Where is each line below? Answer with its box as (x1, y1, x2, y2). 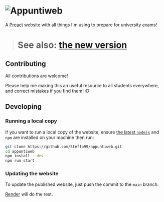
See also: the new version (17, 39, 127, 51)
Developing (5, 102, 42, 111)
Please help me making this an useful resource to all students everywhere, (5, 82, 159, 88)
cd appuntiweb (5, 149, 35, 154)
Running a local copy (5, 117, 58, 124)
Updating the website (5, 170, 59, 177)
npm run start (5, 158, 35, 163)
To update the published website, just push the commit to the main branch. (5, 181, 159, 187)
